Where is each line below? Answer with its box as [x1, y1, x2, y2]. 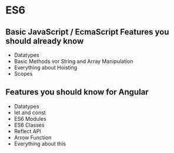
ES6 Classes [14, 121, 45, 128]
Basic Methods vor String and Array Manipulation [14, 58, 133, 64]
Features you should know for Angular [5, 87, 149, 97]
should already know [5, 36, 84, 46]
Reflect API [14, 127, 42, 135]
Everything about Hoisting [14, 64, 78, 71]
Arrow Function [14, 134, 52, 141]
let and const [14, 109, 46, 116]
